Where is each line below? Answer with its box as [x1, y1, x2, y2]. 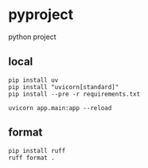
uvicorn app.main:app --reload [8, 104, 112, 112]
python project [8, 32, 56, 41]
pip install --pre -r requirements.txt [8, 90, 141, 98]
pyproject [8, 6, 74, 24]
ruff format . [8, 154, 56, 162]
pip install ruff [8, 147, 66, 154]
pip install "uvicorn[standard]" [8, 83, 119, 91]
